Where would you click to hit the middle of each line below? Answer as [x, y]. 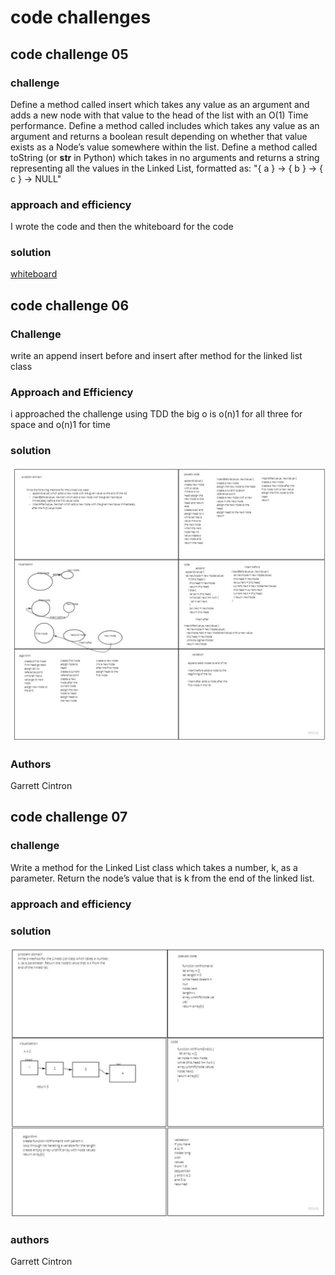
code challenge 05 [69, 54]
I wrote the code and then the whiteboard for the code [122, 227]
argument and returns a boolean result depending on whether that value [159, 136]
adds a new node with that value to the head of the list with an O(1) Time [159, 115]
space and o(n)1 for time [60, 425]
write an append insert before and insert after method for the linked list [156, 356]
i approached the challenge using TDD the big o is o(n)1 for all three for [156, 414]
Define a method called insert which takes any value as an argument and [160, 104]
